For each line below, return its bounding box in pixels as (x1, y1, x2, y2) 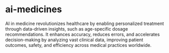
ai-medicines (5, 4, 62, 15)
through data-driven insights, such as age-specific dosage (5, 25, 128, 32)
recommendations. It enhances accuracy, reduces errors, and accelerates (5, 31, 160, 37)
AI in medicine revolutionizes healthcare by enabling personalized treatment (5, 20, 164, 26)
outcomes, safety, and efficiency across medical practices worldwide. (5, 42, 152, 48)
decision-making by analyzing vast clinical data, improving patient (5, 37, 144, 43)
